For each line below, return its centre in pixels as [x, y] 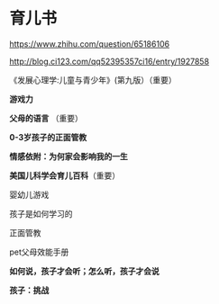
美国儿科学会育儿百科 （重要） [64, 175]
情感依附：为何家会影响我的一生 [68, 156]
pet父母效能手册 [39, 252]
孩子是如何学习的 [41, 213]
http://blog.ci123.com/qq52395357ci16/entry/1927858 [109, 61]
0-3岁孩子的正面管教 [48, 137]
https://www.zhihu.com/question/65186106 [89, 44]
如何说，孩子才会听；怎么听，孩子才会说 [84, 271]
